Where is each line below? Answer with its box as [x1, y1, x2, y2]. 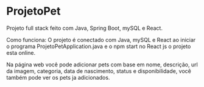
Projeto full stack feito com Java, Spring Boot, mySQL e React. [6, 24, 163, 32]
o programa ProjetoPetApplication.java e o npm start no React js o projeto [6, 43, 191, 50]
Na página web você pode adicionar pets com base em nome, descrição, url [6, 61, 198, 68]
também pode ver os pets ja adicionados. [6, 74, 110, 81]
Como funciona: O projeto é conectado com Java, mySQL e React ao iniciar [6, 36, 196, 43]
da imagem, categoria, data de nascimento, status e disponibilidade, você [6, 67, 192, 74]
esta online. [6, 49, 35, 56]
